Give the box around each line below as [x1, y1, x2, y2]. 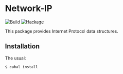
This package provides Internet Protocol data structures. [5, 28, 118, 34]
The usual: [5, 55, 26, 61]
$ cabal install [5, 64, 38, 69]
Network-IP [5, 3, 53, 14]
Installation [5, 42, 40, 51]
